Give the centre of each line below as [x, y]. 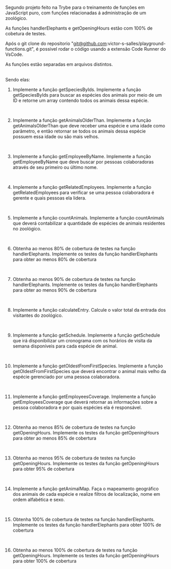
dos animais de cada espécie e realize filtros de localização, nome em [87, 494]
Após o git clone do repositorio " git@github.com [56, 43]
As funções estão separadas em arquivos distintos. [59, 64]
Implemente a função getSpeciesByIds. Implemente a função [77, 90]
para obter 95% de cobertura [44, 469]
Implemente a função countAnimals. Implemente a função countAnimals [88, 218]
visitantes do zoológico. [38, 315]
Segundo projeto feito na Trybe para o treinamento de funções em [75, 7]
